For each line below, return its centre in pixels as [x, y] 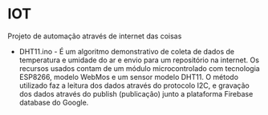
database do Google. [54, 102]
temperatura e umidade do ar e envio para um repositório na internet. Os [139, 60]
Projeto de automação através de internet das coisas [95, 36]
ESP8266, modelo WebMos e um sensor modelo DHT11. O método [128, 77]
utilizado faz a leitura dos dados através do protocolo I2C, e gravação [134, 85]
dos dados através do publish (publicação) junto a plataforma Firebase [136, 93]
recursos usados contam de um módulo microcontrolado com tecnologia [139, 68]
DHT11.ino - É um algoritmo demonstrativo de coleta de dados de [127, 51]
